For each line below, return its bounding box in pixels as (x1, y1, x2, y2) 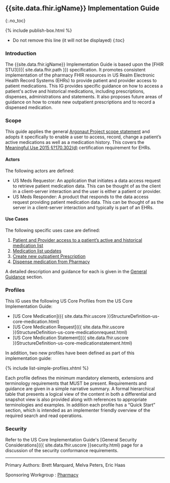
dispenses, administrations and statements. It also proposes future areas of (5, 94, 163, 100)
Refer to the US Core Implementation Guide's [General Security (5, 437, 137, 443)
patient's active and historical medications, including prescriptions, (5, 88, 145, 94)
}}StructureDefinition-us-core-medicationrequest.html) (12, 329, 127, 336)
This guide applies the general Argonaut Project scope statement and (5, 129, 150, 135)
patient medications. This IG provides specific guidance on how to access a (5, 83, 163, 89)
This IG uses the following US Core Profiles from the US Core (5, 298, 133, 304)
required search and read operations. (5, 413, 83, 419)
